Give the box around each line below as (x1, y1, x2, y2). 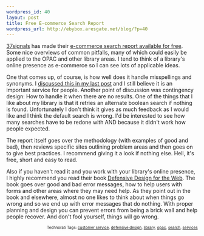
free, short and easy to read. (6, 156, 78, 164)
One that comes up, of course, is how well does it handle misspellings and (6, 73, 192, 81)
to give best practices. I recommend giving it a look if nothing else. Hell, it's (6, 150, 194, 157)
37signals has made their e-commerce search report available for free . (6, 42, 183, 50)
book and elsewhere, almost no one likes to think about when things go (6, 194, 185, 201)
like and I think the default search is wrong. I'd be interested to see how (6, 112, 185, 120)
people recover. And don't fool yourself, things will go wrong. (6, 213, 159, 220)
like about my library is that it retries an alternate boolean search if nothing (6, 99, 192, 107)
